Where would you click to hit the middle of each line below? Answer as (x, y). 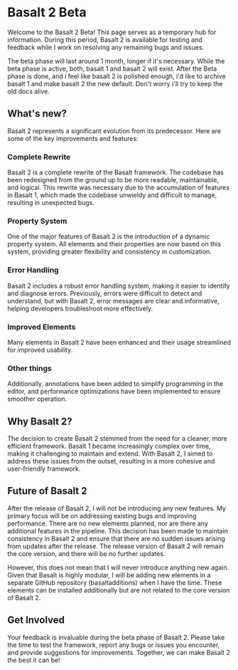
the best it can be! (34, 660)
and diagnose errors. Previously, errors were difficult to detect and (105, 293)
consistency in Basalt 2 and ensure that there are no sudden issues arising (116, 538)
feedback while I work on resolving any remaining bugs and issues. (106, 47)
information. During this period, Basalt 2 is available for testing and (105, 39)
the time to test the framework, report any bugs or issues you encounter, (114, 644)
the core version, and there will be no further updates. (86, 553)
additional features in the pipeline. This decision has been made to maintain (118, 530)
